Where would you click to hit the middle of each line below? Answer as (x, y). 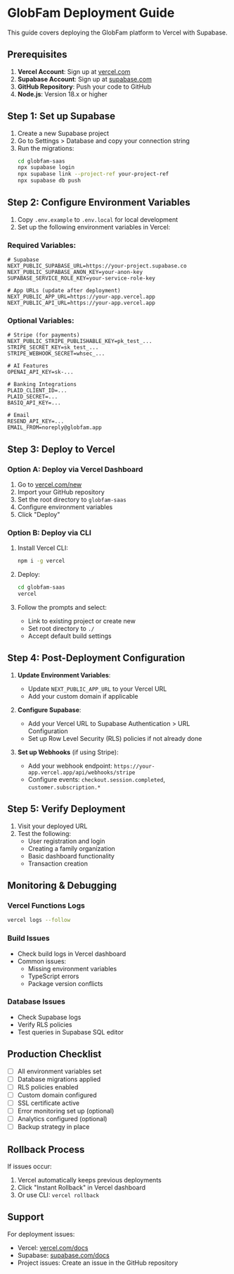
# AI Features (28, 366)
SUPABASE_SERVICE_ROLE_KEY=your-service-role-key (82, 279)
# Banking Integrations (42, 385)
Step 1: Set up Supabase (61, 117)
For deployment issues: (41, 1234)
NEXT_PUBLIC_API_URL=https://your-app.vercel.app (82, 303)
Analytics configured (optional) (62, 1119)
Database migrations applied (59, 1079)
